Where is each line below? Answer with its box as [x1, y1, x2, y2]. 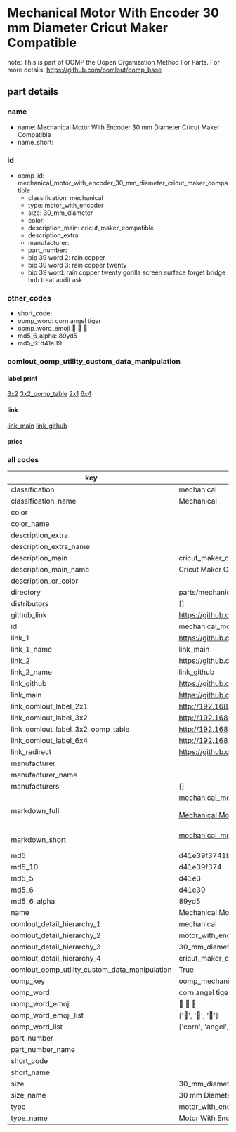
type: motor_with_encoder [27, 201, 104, 209]
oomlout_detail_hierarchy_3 [11, 942, 101, 952]
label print [7, 374, 38, 382]
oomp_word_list [11, 1022, 63, 1032]
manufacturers [11, 782, 60, 791]
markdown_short [11, 835, 67, 845]
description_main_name [11, 565, 90, 574]
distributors [11, 599, 49, 609]
